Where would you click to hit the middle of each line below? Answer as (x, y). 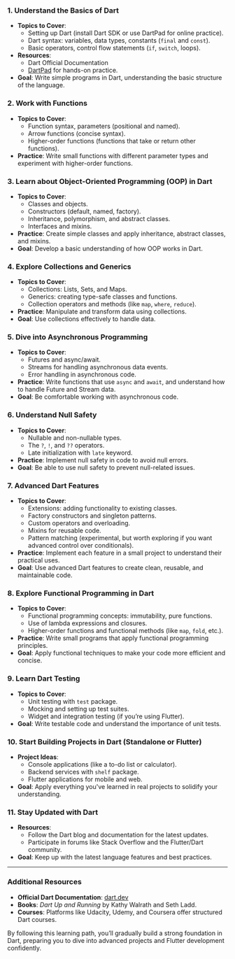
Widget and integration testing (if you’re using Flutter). (106, 716)
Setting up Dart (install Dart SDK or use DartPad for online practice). (126, 33)
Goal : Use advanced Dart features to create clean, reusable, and (111, 568)
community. (45, 850)
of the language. (41, 85)
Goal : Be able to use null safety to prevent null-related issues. (106, 467)
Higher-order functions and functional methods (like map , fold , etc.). (126, 631)
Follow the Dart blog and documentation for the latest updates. (118, 835)
